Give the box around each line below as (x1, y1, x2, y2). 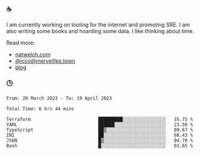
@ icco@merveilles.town (15, 57, 76, 65)
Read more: (6, 39, 35, 46)
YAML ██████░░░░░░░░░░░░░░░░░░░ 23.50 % (6, 121, 193, 128)
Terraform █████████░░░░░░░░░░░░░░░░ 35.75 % (6, 116, 193, 122)
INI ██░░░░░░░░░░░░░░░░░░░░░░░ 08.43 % (6, 132, 193, 138)
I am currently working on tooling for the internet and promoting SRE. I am (6, 21, 190, 28)
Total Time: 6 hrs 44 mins (6, 106, 74, 112)
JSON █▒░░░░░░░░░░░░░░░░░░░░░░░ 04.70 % (6, 138, 193, 144)
